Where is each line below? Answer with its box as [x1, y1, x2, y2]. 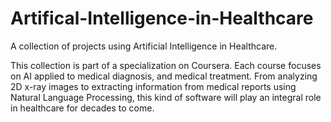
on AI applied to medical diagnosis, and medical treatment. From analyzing [10, 70, 318, 82]
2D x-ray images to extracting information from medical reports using [10, 80, 297, 92]
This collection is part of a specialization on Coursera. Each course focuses [10, 59, 322, 71]
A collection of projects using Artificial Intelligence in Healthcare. [10, 40, 278, 52]
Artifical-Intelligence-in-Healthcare [10, 7, 314, 30]
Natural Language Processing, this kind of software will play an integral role [10, 91, 322, 103]
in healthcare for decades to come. [10, 102, 155, 114]
